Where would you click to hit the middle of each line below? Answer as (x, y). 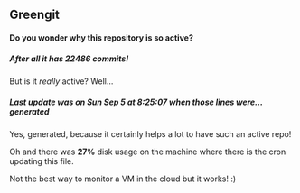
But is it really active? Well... (61, 81)
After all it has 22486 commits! (69, 59)
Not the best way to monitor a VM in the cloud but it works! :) (123, 179)
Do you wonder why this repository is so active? (102, 37)
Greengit (35, 15)
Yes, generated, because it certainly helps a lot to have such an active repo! (150, 133)
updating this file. (42, 161)
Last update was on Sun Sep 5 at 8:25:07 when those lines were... (136, 102)
